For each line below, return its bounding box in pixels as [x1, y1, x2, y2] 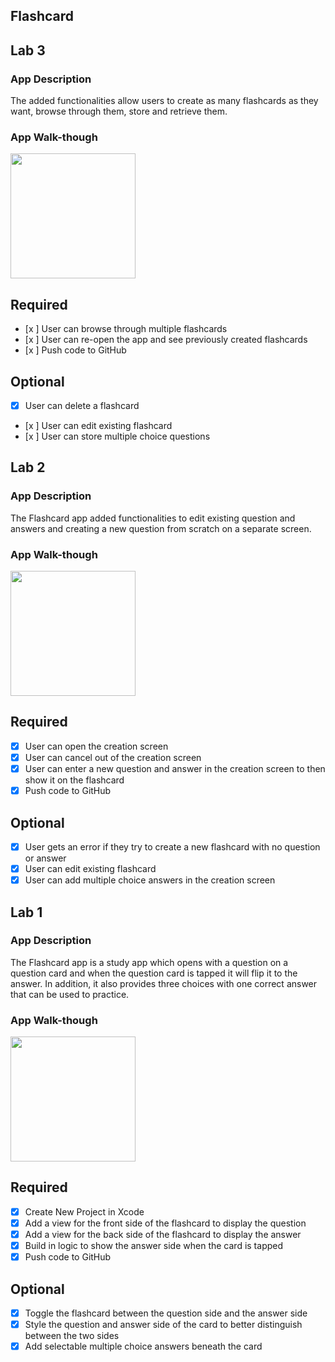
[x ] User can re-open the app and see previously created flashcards [24, 334, 308, 346]
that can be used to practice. [10, 988, 130, 1000]
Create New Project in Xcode [24, 1205, 145, 1218]
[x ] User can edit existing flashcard [24, 420, 173, 432]
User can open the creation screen [24, 740, 169, 752]
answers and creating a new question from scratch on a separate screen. [10, 522, 312, 534]
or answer [24, 852, 67, 864]
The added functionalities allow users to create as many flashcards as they [10, 95, 319, 107]
